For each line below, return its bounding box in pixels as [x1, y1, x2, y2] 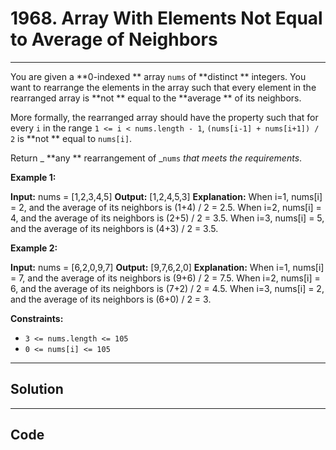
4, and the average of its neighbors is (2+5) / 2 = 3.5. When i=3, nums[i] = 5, [10, 212, 325, 224]
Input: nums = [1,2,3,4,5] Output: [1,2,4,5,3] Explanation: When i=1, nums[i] [10, 190, 323, 202]
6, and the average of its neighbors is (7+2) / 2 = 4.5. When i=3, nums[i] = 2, [10, 282, 325, 294]
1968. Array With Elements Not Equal [10, 7, 323, 30]
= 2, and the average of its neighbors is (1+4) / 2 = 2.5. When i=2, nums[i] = [10, 201, 322, 213]
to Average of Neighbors [10, 28, 218, 51]
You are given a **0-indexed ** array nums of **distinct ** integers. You [10, 70, 307, 82]
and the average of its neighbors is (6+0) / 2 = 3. [10, 293, 212, 305]
